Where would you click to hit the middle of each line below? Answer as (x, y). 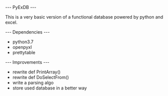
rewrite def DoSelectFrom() (41, 77)
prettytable (24, 53)
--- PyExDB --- (21, 7)
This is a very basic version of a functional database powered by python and (84, 17)
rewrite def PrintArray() (37, 72)
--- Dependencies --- (28, 32)
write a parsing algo (33, 83)
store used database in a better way (50, 88)
